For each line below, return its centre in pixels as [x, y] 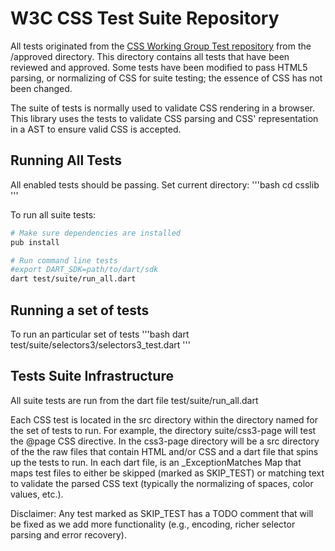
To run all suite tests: [53, 214]
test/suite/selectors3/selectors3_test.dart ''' [100, 344]
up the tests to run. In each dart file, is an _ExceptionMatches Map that [156, 462]
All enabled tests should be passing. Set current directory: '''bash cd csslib [165, 184]
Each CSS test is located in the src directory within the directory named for [164, 419]
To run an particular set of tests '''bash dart [100, 334]
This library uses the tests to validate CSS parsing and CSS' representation [164, 118]
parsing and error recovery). [68, 534]
